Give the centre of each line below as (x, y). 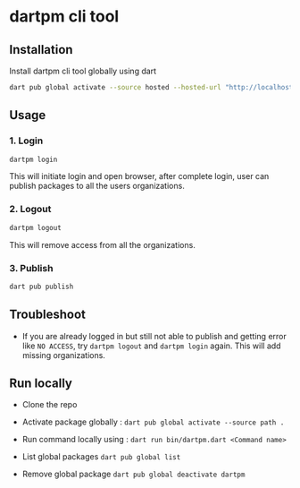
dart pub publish (42, 287)
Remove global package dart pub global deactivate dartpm (133, 474)
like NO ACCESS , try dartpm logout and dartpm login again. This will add (151, 346)
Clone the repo (50, 405)
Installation (41, 50)
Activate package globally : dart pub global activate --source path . (153, 422)
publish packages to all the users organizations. (97, 186)
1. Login (26, 141)
